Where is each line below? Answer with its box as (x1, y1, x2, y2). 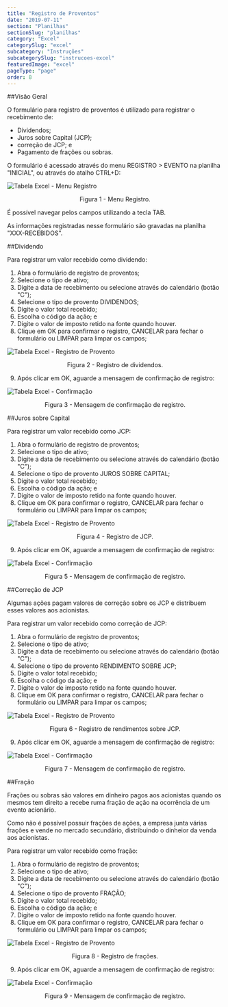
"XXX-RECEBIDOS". (7, 229, 63, 237)
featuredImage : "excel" (7, 61, 75, 68)
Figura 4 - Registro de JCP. (76, 532, 154, 541)
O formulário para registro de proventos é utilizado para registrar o (7, 105, 195, 114)
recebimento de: (7, 113, 53, 121)
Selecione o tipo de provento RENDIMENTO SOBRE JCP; (16, 662, 177, 670)
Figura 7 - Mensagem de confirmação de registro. (44, 764, 186, 773)
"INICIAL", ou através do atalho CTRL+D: (7, 169, 121, 177)
